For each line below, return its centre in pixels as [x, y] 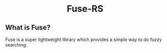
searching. [16, 45]
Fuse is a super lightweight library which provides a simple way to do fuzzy [83, 39]
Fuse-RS [85, 9]
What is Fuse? [28, 28]
